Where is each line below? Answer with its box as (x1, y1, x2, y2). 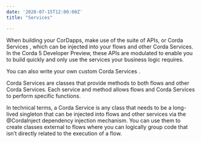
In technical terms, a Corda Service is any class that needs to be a (6, 104, 172, 111)
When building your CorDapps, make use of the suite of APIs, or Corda (6, 36, 183, 44)
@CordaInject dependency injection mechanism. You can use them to (6, 116, 181, 124)
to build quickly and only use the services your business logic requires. (6, 56, 184, 63)
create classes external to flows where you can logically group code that (6, 123, 188, 130)
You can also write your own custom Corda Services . (6, 67, 141, 75)
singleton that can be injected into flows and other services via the (19, 110, 186, 118)
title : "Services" (6, 15, 53, 21)
